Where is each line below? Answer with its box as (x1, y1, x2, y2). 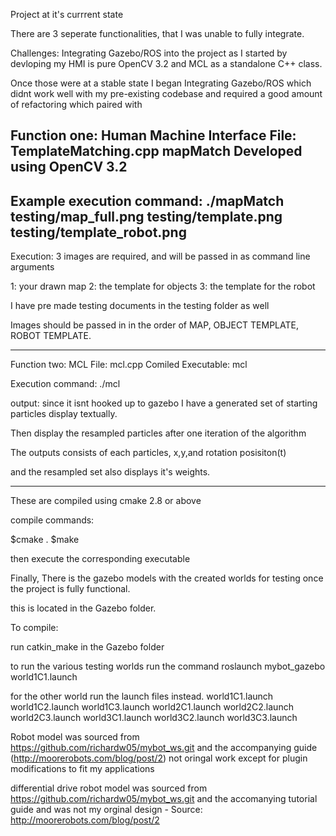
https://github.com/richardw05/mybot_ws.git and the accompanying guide (10, 742, 318, 754)
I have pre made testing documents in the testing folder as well (10, 300, 270, 312)
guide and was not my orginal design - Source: (10, 804, 203, 816)
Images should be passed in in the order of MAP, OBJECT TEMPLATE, (10, 319, 299, 331)
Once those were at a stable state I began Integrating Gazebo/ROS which (10, 77, 312, 89)
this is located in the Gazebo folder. (10, 602, 157, 614)
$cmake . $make (10, 534, 80, 546)
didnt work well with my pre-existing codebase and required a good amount (10, 88, 323, 99)
